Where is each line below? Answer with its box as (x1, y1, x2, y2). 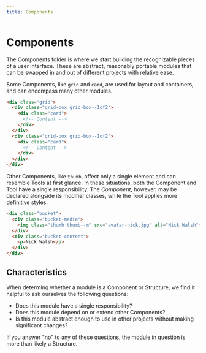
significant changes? (15, 321, 68, 328)
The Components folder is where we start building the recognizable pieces (6, 56, 195, 63)
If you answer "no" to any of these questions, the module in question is (6, 333, 186, 341)
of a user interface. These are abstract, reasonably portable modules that (6, 62, 192, 69)
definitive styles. (6, 199, 48, 206)
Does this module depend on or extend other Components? (15, 308, 166, 316)
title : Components (6, 9, 53, 15)
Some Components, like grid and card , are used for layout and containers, (6, 80, 194, 88)
